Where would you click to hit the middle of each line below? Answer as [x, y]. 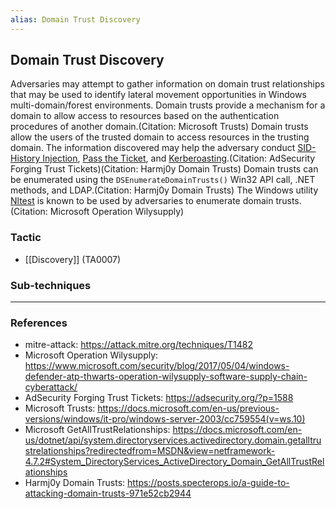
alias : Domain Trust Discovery [75, 19]
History [25, 158]
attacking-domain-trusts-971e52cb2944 [108, 493]
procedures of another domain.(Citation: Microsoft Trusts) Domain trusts [159, 127]
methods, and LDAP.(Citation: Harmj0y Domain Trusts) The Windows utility [164, 190]
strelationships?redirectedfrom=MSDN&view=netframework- [150, 451]
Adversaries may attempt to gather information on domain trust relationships [167, 84]
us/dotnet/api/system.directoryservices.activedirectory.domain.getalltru [173, 440]
